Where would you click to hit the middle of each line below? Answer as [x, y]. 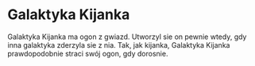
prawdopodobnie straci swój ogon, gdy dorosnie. [88, 53]
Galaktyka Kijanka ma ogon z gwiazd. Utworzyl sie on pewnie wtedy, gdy [127, 37]
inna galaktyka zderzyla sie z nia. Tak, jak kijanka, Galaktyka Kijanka [119, 45]
